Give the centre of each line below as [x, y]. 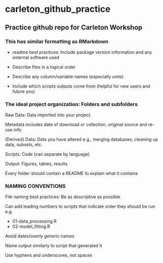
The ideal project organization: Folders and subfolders [71, 104]
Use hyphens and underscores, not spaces [49, 255]
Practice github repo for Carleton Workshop [74, 27]
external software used [36, 57]
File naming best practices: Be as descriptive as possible [63, 197]
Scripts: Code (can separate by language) [48, 154]
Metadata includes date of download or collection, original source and [76, 125]
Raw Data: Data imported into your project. [49, 115]
